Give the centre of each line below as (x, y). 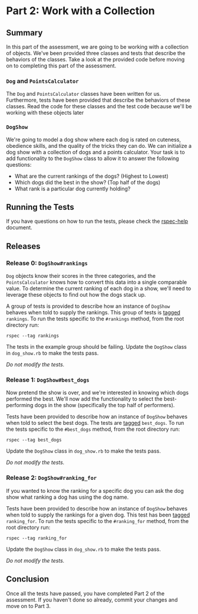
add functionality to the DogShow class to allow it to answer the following (93, 158)
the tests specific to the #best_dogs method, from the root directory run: (93, 429)
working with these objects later (45, 113)
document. (19, 228)
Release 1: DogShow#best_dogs (48, 380)
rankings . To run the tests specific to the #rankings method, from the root (95, 319)
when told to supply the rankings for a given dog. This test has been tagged (98, 515)
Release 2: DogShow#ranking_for (52, 478)
